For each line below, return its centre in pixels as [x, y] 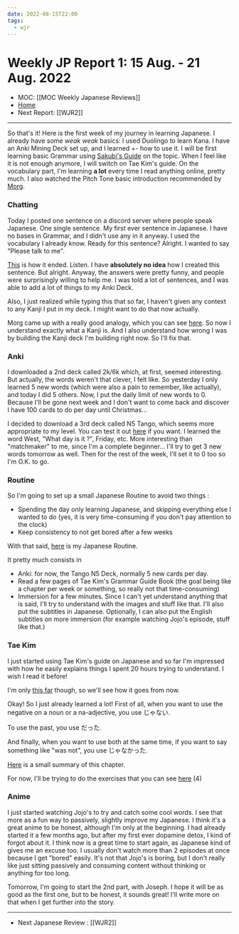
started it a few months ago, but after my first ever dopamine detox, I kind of [119, 835]
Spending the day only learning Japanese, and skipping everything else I [124, 509]
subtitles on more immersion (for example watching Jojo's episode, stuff [124, 619]
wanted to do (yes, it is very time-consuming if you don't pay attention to [124, 517]
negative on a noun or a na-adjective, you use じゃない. [89, 712]
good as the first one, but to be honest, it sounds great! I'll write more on [113, 894]
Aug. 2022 [39, 77]
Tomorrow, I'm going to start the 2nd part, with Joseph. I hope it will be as [116, 887]
